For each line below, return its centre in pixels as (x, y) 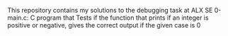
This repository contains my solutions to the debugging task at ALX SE (110, 10)
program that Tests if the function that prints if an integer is (122, 18)
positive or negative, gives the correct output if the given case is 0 (104, 25)
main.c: (18, 18)
